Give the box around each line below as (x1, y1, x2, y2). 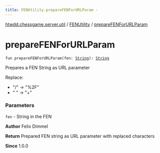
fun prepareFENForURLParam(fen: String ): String (5, 56, 110, 61)
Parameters (5, 102, 34, 109)
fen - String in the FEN (5, 113, 52, 119)
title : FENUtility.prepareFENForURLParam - (5, 7, 98, 13)
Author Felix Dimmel (5, 123, 48, 129)
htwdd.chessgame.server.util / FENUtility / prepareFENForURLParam (5, 21, 148, 27)
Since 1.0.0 (5, 142, 29, 149)
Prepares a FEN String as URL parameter (5, 64, 90, 71)
